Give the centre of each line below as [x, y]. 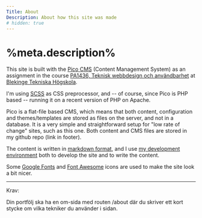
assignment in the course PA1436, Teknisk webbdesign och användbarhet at [101, 76]
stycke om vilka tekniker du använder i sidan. [62, 208]
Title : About [23, 12]
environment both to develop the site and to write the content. [83, 155]
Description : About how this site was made [62, 17]
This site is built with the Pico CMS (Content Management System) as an [96, 69]
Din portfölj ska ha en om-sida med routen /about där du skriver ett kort [95, 202]
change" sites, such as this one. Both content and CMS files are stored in [97, 131]
